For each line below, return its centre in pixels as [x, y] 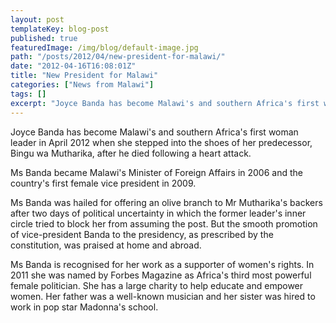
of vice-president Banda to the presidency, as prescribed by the [142, 234]
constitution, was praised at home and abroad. [106, 245]
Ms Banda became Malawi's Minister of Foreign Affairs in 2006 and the [156, 172]
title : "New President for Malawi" [84, 76]
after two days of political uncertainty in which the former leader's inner [158, 213]
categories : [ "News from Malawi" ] [82, 85]
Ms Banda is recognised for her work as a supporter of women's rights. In [162, 264]
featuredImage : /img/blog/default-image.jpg [104, 47]
